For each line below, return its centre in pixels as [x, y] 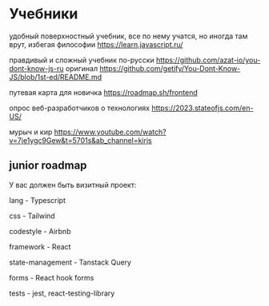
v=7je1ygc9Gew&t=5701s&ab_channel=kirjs [81, 140]
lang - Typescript [38, 200]
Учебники [44, 14]
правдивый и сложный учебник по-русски [82, 60]
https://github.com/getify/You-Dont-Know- [170, 68]
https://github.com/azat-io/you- [208, 60]
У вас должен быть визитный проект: [73, 185]
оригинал [82, 68]
